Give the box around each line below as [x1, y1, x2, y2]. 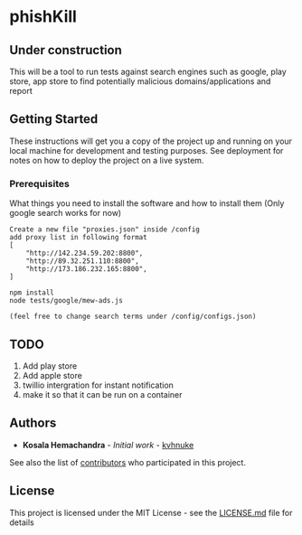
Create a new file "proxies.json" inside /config [9, 225, 201, 234]
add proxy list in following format [9, 233, 147, 242]
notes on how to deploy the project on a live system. [9, 155, 204, 165]
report [9, 86, 33, 96]
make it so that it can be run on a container [22, 389, 183, 399]
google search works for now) [9, 208, 122, 219]
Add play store [22, 360, 78, 371]
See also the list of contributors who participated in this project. [9, 456, 247, 467]
